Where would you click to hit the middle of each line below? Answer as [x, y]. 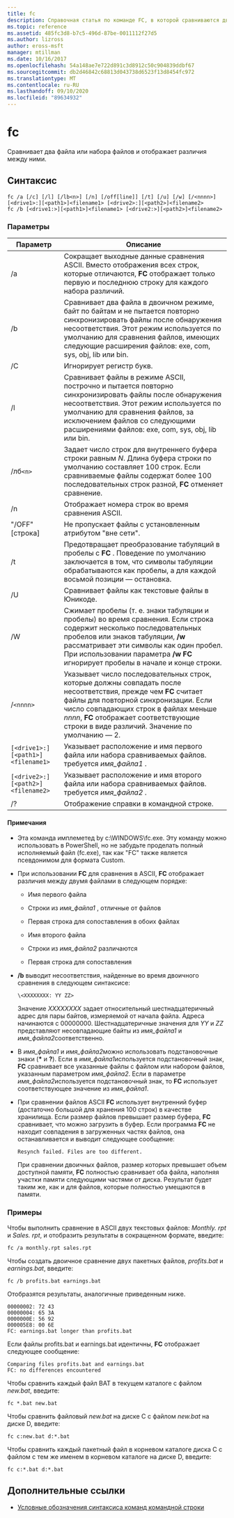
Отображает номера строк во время [126, 504]
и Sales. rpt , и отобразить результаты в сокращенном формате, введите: [116, 1235]
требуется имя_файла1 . [106, 764]
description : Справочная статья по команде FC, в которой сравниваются [113, 20]
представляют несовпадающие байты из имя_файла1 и [100, 1031]
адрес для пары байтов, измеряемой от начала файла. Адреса [111, 1016]
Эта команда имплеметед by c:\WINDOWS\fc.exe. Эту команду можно [122, 838]
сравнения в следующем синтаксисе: [73, 983]
